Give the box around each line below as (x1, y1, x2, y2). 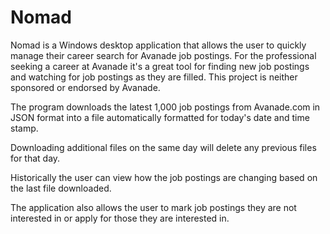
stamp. (10, 122, 39, 134)
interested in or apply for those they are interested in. (10, 212, 230, 224)
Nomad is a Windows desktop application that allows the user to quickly (10, 39, 307, 51)
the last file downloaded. (10, 182, 112, 194)
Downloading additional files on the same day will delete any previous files (10, 141, 317, 153)
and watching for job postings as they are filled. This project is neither (10, 71, 298, 83)
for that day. (10, 152, 61, 164)
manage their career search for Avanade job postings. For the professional (10, 49, 317, 61)
